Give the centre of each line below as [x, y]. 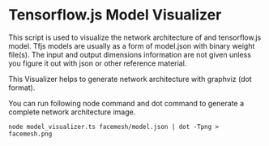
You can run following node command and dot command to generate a [126, 103]
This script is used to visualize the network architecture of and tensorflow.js [135, 37]
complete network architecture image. [72, 112]
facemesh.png [30, 134]
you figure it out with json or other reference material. [98, 63]
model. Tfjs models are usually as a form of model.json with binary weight [132, 45]
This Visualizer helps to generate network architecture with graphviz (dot [130, 79]
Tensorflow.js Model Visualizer [115, 15]
